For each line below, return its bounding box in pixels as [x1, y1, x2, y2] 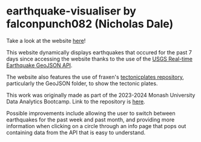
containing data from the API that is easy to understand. [6, 129, 146, 136]
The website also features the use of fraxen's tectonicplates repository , [6, 73, 185, 80]
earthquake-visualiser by [6, 4, 136, 18]
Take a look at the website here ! [6, 37, 86, 44]
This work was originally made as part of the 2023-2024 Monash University [6, 91, 196, 98]
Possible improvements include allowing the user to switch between [6, 109, 176, 117]
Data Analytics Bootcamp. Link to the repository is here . [6, 98, 145, 105]
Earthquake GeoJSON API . [6, 62, 73, 69]
